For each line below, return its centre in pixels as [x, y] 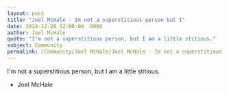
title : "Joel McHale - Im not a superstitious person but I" [96, 20]
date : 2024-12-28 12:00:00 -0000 [55, 26]
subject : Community [35, 45]
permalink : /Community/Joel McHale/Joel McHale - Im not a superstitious [115, 52]
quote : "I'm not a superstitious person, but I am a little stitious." [111, 39]
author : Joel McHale [37, 33]
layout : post [26, 13]
